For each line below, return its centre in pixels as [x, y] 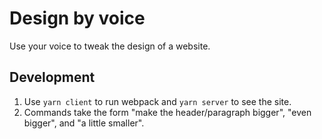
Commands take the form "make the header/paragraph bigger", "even [167, 112]
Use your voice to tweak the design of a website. [110, 46]
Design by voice [77, 18]
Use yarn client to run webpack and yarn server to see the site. [157, 101]
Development [52, 77]
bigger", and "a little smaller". [84, 123]
